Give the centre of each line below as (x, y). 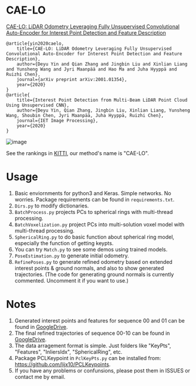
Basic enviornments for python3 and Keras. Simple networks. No (93, 193)
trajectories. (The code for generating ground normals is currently (94, 274)
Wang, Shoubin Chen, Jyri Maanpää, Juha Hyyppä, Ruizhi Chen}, (85, 115)
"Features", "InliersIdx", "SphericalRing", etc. (68, 352)
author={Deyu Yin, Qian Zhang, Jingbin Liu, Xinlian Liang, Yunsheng (104, 110)
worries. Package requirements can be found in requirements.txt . (94, 199)
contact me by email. (40, 377)
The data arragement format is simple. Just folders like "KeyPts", (93, 345)
